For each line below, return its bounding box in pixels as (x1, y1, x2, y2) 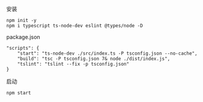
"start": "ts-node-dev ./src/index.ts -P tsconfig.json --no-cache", (17, 50, 198, 56)
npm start (6, 90, 32, 96)
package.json (6, 33, 41, 41)
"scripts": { (6, 45, 40, 51)
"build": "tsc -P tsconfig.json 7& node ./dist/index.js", (17, 56, 171, 62)
